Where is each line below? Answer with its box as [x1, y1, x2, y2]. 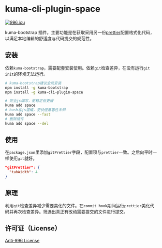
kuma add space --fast [5, 112, 51, 117]
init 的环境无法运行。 [5, 71, 48, 77]
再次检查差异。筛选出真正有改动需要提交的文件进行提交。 [13, 209, 128, 215]
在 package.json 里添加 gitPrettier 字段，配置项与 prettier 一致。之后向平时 [5, 149, 153, 155]
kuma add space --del [5, 121, 49, 126]
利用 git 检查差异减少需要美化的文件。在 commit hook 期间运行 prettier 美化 [5, 202, 150, 208]
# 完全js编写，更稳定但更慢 [5, 99, 54, 103]
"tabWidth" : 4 [9, 170, 38, 175]
